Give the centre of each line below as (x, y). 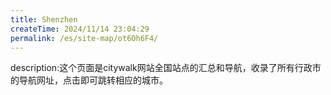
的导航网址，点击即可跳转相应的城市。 (89, 80)
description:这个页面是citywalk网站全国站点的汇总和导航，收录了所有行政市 (166, 68)
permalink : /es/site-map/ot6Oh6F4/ (84, 38)
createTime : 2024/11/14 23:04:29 (80, 29)
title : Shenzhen (44, 19)
